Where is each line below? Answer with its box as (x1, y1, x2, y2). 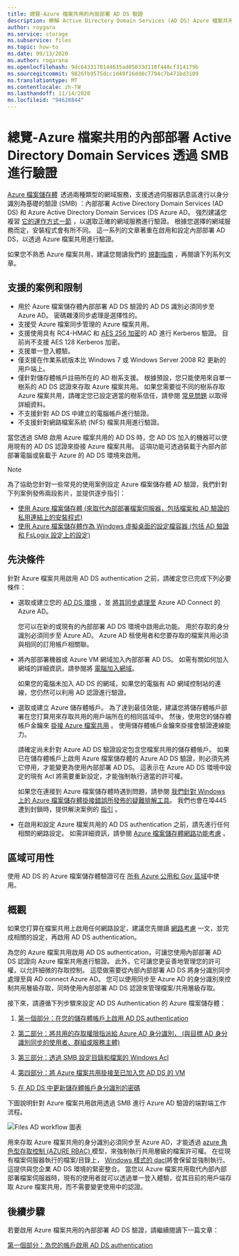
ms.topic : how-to (7, 44, 59, 51)
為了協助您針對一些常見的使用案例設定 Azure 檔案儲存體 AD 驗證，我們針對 (7, 479, 228, 489)
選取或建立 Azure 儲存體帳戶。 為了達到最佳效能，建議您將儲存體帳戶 (17, 703, 222, 712)
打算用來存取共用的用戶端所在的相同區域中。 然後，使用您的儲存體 (36, 712, 232, 720)
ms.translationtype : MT (7, 76, 78, 84)
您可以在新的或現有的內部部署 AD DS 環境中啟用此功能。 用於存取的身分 (17, 622, 230, 630)
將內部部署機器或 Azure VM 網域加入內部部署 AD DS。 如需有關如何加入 (17, 655, 229, 663)
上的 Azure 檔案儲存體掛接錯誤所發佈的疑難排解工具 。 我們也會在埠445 (17, 796, 227, 805)
